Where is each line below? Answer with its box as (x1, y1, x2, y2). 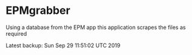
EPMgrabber (5, 4, 70, 18)
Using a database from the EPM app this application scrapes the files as (5, 24, 186, 31)
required (5, 30, 27, 37)
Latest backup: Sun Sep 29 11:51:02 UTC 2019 (5, 42, 121, 49)
